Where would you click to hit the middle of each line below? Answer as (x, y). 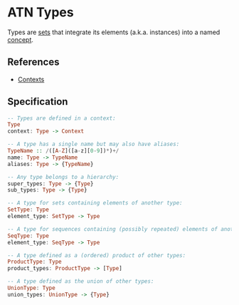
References (33, 62)
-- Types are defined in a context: (62, 118)
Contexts (31, 79)
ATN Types (41, 12)
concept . (21, 39)
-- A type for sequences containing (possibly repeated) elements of (113, 229)
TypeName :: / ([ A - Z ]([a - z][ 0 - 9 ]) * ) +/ (63, 151)
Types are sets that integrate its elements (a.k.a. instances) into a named (114, 32)
